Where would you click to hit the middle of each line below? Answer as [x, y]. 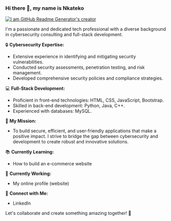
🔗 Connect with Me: [27, 193]
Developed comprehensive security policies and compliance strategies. [88, 78]
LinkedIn [22, 203]
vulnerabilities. [28, 62]
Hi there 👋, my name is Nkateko [45, 8]
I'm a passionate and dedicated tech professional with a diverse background [86, 29]
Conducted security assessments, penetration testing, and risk [79, 67]
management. [27, 73]
